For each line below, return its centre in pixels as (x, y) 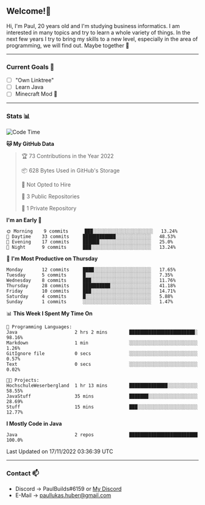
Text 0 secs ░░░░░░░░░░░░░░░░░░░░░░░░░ (102, 364)
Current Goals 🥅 (31, 66)
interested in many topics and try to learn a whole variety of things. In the (98, 32)
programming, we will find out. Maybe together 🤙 (68, 45)
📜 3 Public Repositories (50, 196)
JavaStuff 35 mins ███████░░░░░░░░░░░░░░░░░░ (102, 396)
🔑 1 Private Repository (49, 208)
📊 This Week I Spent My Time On (49, 313)
